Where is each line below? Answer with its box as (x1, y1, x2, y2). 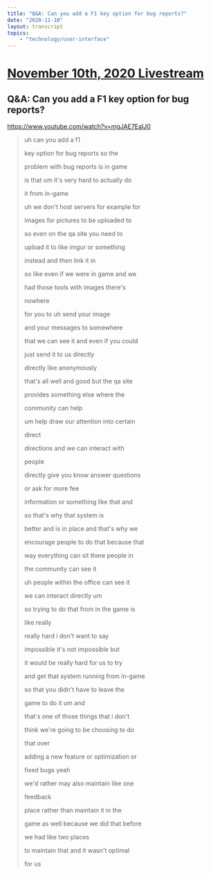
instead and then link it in (24, 257, 96, 265)
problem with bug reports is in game (24, 163, 128, 171)
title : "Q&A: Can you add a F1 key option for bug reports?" (7, 10, 187, 17)
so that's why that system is (24, 511, 104, 520)
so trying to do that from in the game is (24, 605, 136, 613)
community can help (24, 404, 83, 412)
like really (24, 619, 52, 627)
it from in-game (24, 190, 69, 198)
